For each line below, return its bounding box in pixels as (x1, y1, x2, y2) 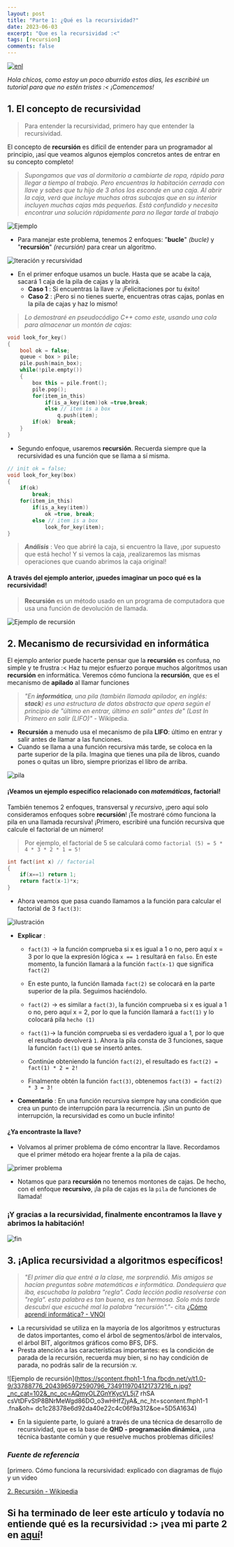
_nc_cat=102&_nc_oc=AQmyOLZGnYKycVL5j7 (7, 1389, 139, 1398)
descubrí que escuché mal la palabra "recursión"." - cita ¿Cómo (24, 1303, 207, 1311)
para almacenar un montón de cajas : (24, 320, 132, 329)
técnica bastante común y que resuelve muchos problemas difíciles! (17, 1432, 214, 1441)
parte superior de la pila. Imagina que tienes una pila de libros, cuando (17, 750, 220, 758)
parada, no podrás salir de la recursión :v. (17, 1361, 138, 1369)
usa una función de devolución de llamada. (24, 604, 149, 612)
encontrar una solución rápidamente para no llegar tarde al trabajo (24, 208, 219, 217)
